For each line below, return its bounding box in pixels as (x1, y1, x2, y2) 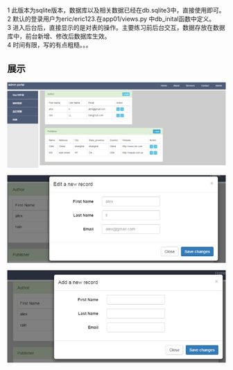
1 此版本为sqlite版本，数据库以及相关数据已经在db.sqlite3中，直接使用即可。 (7, 6, 225, 14)
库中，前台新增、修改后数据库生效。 (7, 32, 111, 40)
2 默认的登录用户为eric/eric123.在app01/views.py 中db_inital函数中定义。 (7, 15, 216, 23)
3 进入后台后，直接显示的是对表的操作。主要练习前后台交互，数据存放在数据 (7, 24, 225, 31)
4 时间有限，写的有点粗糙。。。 (7, 41, 92, 49)
